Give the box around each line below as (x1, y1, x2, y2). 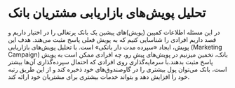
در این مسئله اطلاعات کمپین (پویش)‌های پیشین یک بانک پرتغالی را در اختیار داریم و (8, 28, 220, 36)
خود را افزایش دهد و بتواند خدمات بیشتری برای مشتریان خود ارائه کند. (8, 72, 190, 81)
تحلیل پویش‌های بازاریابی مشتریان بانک (8, 5, 206, 21)
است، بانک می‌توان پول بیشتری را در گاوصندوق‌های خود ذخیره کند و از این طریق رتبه (8, 65, 227, 73)
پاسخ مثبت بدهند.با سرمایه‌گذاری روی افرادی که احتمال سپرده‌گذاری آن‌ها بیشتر (8, 57, 213, 66)
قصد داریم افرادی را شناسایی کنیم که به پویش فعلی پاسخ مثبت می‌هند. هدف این (8, 35, 217, 43)
